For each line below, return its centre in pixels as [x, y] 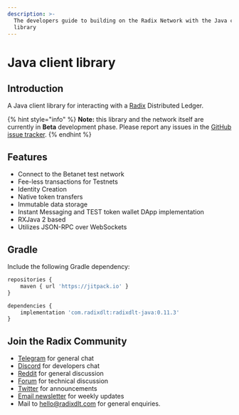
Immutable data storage [52, 204]
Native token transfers [50, 197]
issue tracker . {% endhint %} [49, 135]
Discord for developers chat [59, 366]
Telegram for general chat [56, 358]
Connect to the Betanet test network [71, 174]
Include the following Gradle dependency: [69, 267]
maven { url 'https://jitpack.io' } [75, 286]
